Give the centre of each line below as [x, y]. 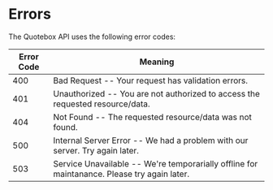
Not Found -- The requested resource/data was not [152, 117]
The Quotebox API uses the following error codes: [92, 37]
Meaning [157, 62]
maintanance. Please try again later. [121, 174]
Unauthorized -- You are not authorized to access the [156, 93]
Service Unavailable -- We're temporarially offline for [156, 163]
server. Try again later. [96, 150]
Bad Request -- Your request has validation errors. [150, 80]
